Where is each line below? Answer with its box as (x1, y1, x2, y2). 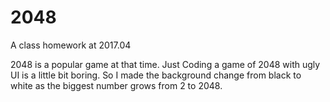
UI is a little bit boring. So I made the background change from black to (10, 69, 302, 81)
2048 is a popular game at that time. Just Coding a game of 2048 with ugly (10, 58, 321, 70)
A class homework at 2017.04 (10, 39, 132, 51)
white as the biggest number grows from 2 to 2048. (10, 79, 223, 91)
